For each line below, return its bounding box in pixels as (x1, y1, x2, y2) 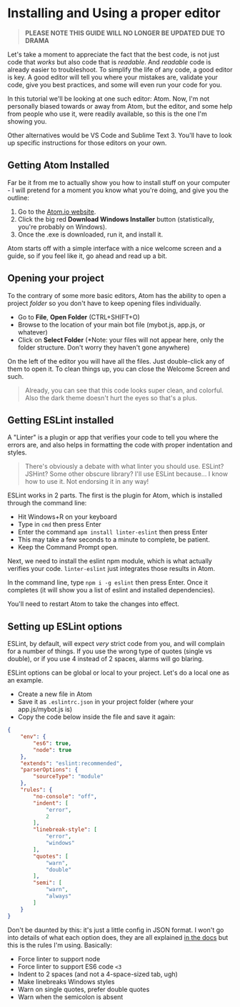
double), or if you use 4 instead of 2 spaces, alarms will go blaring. (7, 655, 204, 663)
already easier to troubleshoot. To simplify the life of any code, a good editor (7, 65, 233, 74)
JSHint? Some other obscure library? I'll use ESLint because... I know (24, 470, 229, 478)
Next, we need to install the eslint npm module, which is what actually (7, 557, 212, 565)
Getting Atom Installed (7, 159, 109, 172)
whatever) (17, 327, 48, 337)
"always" (45, 893, 72, 900)
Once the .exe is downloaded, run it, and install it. (17, 230, 163, 239)
